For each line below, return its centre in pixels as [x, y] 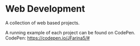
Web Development [45, 9]
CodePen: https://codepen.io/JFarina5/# [48, 38]
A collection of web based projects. [43, 23]
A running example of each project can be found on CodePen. [70, 32]
